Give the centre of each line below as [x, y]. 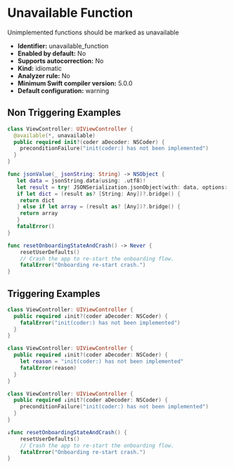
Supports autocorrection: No [60, 60]
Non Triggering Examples [64, 113]
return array [39, 213]
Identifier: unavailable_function [63, 46]
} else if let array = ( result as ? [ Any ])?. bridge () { [98, 207]
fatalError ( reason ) [48, 368]
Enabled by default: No [52, 53]
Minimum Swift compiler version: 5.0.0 [75, 83]
